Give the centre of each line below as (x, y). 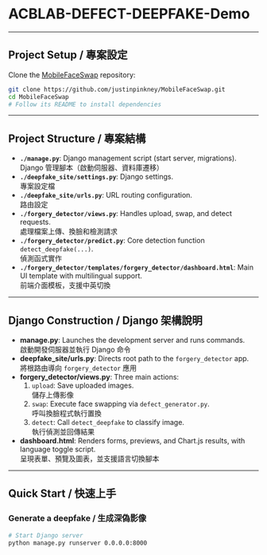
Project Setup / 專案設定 (68, 55)
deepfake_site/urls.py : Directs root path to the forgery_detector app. (134, 358)
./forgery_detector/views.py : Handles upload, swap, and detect (126, 214)
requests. (35, 222)
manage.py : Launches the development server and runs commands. (132, 340)
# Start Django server (46, 535)
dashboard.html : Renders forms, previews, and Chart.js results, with (132, 441)
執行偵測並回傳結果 (63, 432)
